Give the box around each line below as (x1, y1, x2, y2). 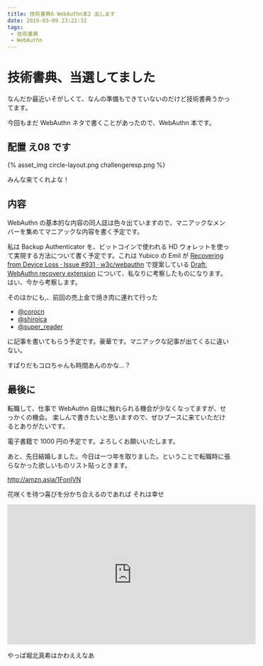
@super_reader (17, 322, 64, 331)
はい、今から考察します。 (7, 278, 82, 286)
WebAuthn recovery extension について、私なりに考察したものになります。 (7, 269, 227, 277)
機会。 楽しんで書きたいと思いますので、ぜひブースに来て (31, 413, 201, 421)
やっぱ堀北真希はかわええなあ (7, 651, 94, 660)
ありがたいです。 (19, 421, 69, 430)
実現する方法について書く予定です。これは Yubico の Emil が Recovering (13, 251, 224, 259)
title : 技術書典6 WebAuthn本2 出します (7, 10, 116, 18)
